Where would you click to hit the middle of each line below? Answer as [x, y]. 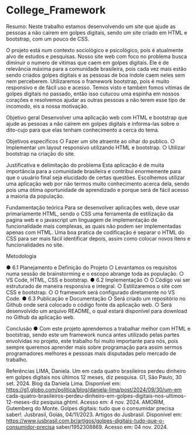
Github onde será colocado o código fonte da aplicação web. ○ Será [89, 304]
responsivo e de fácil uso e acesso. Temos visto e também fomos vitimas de [98, 87]
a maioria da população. [35, 196]
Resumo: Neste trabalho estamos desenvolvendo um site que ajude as [91, 26]
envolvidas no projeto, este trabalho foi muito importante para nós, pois [92, 341]
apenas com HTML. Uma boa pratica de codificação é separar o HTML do [95, 232]
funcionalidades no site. [35, 245]
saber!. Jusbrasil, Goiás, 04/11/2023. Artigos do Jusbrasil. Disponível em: [94, 414]
